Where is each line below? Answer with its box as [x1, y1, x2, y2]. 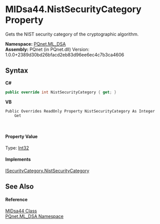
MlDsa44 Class [5, 208, 37, 214]
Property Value [5, 133, 38, 140]
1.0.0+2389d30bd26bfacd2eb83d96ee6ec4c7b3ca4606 [5, 52, 125, 58]
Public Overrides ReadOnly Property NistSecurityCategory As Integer [5, 108, 155, 114]
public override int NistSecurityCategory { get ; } [5, 90, 116, 95]
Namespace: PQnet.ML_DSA [5, 41, 66, 47]
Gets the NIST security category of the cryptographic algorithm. [5, 31, 139, 37]
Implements [5, 156, 31, 163]
